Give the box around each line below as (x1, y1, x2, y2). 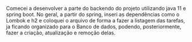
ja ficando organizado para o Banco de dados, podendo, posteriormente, (6, 23, 181, 30)
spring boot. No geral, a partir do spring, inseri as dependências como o (6, 11, 180, 18)
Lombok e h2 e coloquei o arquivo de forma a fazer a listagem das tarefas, (6, 17, 186, 24)
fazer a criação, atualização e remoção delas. (6, 29, 116, 36)
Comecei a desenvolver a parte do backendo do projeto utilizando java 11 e (6, 5, 186, 12)
